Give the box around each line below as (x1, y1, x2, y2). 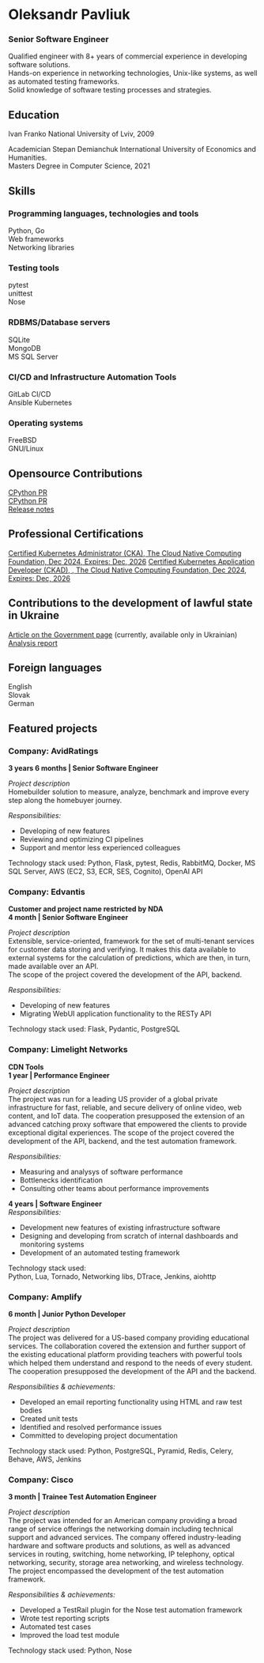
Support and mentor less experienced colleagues (19, 843, 181, 853)
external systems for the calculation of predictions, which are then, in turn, (8, 953, 251, 963)
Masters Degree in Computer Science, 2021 (8, 161, 150, 171)
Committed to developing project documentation (19, 1431, 178, 1440)
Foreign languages (8, 662, 103, 674)
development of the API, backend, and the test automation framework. (8, 1136, 237, 1145)
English (8, 682, 32, 692)
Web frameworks (8, 234, 65, 243)
